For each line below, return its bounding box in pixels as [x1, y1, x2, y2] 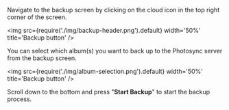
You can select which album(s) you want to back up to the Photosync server [7, 47, 223, 55]
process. [7, 95, 32, 103]
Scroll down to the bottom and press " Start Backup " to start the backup [7, 88, 210, 96]
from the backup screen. [7, 54, 77, 62]
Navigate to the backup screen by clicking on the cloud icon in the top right [7, 6, 220, 14]
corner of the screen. [7, 13, 67, 21]
